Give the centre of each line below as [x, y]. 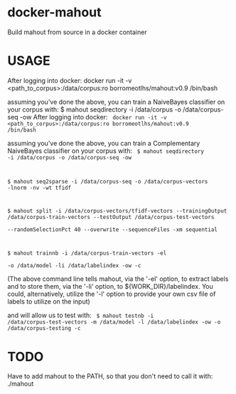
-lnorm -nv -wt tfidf [39, 188]
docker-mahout [54, 12]
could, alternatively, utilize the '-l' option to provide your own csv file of [112, 294]
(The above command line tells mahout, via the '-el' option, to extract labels [118, 279]
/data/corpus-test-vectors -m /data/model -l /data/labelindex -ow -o [114, 322]
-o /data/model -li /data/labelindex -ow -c [74, 266]
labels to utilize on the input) [49, 302]
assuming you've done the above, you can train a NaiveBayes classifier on [116, 102]
